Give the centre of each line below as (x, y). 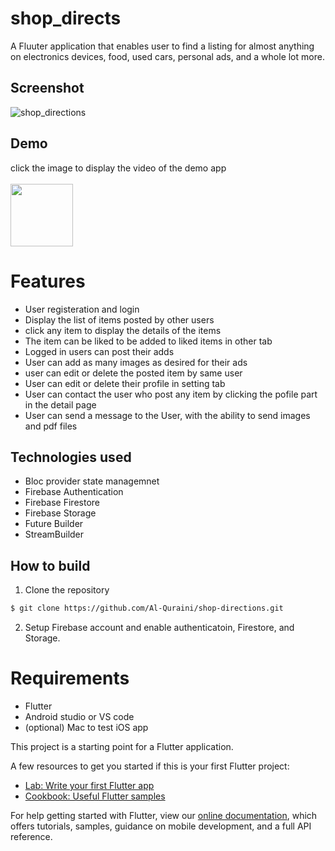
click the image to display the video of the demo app (118, 168)
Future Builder (54, 524)
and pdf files (51, 426)
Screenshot (47, 88)
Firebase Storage (60, 513)
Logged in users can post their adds (99, 351)
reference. (31, 836)
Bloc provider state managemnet (92, 481)
